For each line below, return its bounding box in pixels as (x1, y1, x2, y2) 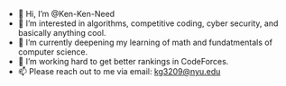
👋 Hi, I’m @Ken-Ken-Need (17, 9, 115, 19)
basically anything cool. (17, 28, 106, 38)
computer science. (17, 47, 88, 57)
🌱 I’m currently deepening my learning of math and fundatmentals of (17, 37, 273, 47)
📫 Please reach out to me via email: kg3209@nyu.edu (17, 66, 221, 76)
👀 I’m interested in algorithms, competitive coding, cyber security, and (17, 18, 279, 29)
